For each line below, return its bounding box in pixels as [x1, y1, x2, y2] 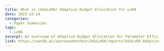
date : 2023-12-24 [5, 12, 41, 17]
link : [5, 39, 16, 44]
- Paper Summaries [9, 20, 47, 26]
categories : [5, 16, 29, 21]
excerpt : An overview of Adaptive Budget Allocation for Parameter [5, 34, 145, 39]
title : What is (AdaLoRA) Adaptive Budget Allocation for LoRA [5, 7, 137, 12]
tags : [5, 25, 16, 30]
